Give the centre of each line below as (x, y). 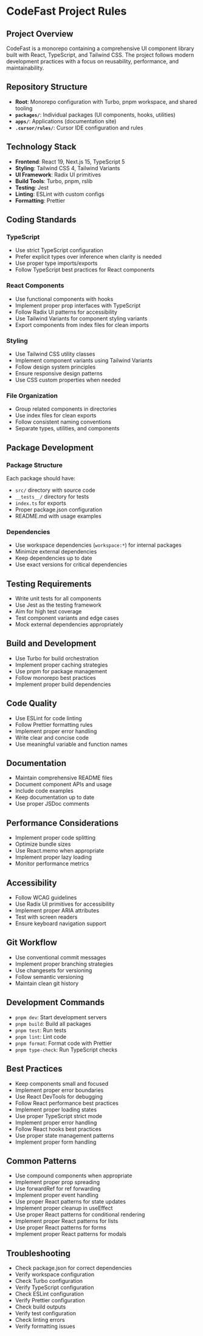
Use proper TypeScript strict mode (58, 1116)
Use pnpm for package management (61, 671)
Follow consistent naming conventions (63, 422)
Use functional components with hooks (64, 299)
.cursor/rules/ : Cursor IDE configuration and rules (79, 128)
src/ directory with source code (55, 490)
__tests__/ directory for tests (52, 496)
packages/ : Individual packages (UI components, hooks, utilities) (95, 115)
